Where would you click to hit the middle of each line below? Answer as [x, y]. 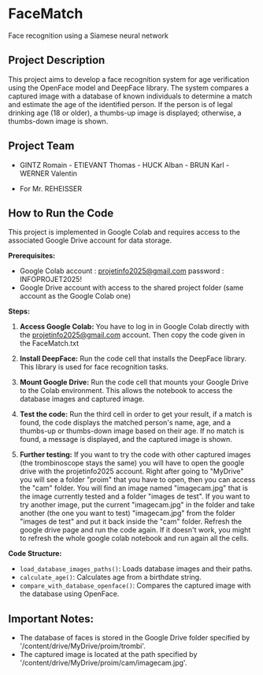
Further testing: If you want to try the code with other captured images [135, 454]
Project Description [57, 60]
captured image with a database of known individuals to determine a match [130, 96]
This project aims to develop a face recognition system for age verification [129, 79]
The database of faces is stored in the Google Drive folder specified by [135, 638]
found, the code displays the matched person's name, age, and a [125, 423]
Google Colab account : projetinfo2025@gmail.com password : [122, 271]
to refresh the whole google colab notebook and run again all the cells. [134, 538]
